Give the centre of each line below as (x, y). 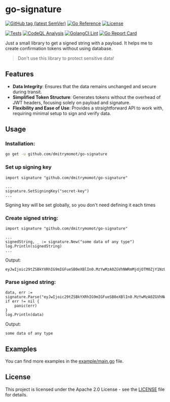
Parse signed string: (31, 282)
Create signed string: (32, 218)
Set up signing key (29, 167)
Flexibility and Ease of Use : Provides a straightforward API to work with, (88, 108)
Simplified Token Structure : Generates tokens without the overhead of (87, 97)
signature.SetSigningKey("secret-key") (47, 191)
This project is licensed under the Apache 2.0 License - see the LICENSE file (85, 389)
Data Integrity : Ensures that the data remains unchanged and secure (84, 86)
